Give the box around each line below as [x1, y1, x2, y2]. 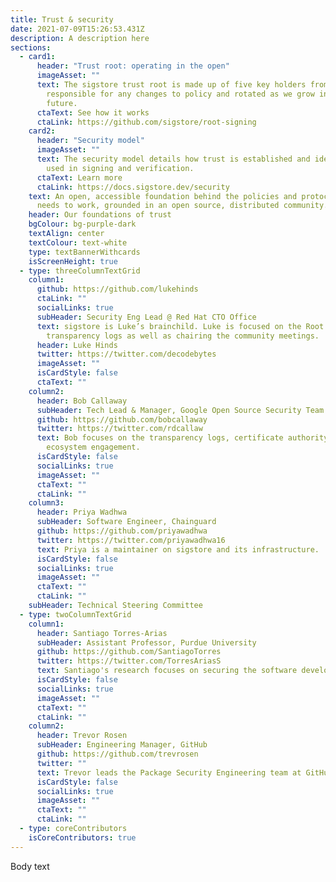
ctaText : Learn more [36, 172, 123, 183]
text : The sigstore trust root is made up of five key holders [36, 80, 307, 90]
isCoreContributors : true [28, 832, 137, 843]
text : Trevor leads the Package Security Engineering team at [36, 767, 302, 778]
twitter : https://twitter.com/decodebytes [36, 349, 217, 360]
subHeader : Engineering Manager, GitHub [36, 740, 208, 750]
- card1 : [19, 52, 56, 62]
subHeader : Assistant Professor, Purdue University [36, 637, 257, 648]
